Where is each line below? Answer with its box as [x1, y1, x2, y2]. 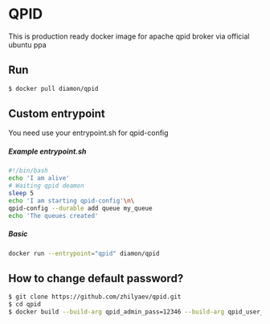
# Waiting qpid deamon [8, 182, 84, 190]
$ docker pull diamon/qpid [8, 84, 99, 92]
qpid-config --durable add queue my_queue [8, 204, 153, 212]
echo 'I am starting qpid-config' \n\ [8, 196, 135, 205]
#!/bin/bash [8, 166, 48, 175]
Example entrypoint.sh [8, 146, 87, 157]
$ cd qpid [8, 301, 42, 309]
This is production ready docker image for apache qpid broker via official [8, 31, 250, 41]
